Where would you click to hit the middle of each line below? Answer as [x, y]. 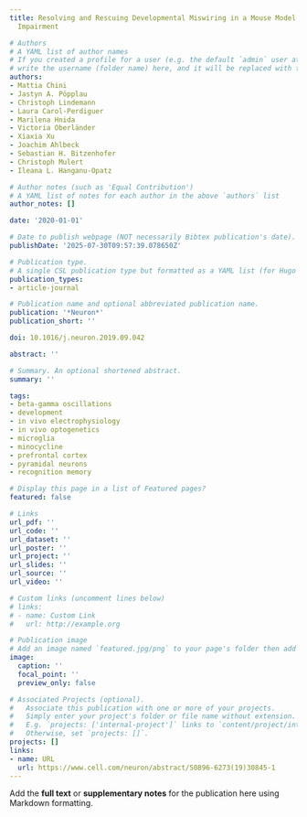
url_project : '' [40, 556]
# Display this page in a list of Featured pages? [108, 489]
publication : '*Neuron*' [57, 313]
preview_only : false [57, 683]
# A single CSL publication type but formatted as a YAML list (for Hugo [153, 271]
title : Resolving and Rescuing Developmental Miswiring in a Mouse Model [153, 18]
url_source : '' [38, 574]
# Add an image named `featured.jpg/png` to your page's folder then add [153, 649]
